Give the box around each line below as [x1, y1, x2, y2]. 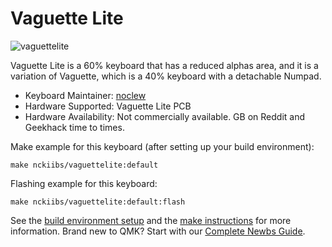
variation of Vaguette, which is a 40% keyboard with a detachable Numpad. [10, 70, 322, 82]
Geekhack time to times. [24, 121, 125, 133]
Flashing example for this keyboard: [10, 177, 158, 189]
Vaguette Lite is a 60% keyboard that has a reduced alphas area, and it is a [10, 59, 319, 71]
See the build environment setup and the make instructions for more [10, 214, 292, 226]
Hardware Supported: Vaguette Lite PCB [24, 100, 192, 112]
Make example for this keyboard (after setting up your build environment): [10, 140, 315, 152]
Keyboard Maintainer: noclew [24, 89, 147, 101]
